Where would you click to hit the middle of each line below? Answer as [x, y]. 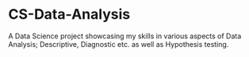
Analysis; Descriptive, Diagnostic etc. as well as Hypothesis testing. [119, 44]
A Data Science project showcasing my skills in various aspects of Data [125, 36]
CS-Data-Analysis [69, 14]
